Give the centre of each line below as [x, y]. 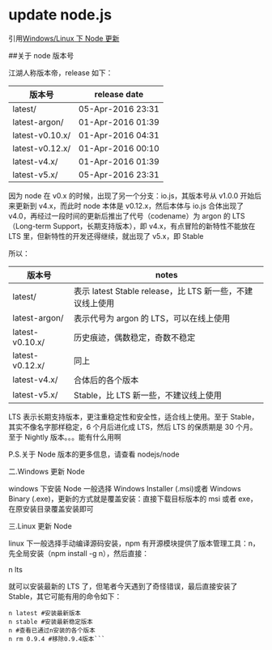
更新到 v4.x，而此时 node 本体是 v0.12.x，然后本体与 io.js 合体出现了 [130, 206]
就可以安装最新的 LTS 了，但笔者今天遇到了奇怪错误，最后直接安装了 [123, 586]
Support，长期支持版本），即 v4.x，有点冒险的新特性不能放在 [154, 226]
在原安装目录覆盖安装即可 [51, 508]
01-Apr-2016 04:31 [119, 135]
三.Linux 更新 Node [40, 526]
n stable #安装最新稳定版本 [51, 622]
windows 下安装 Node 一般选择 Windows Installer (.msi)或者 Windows [125, 488]
